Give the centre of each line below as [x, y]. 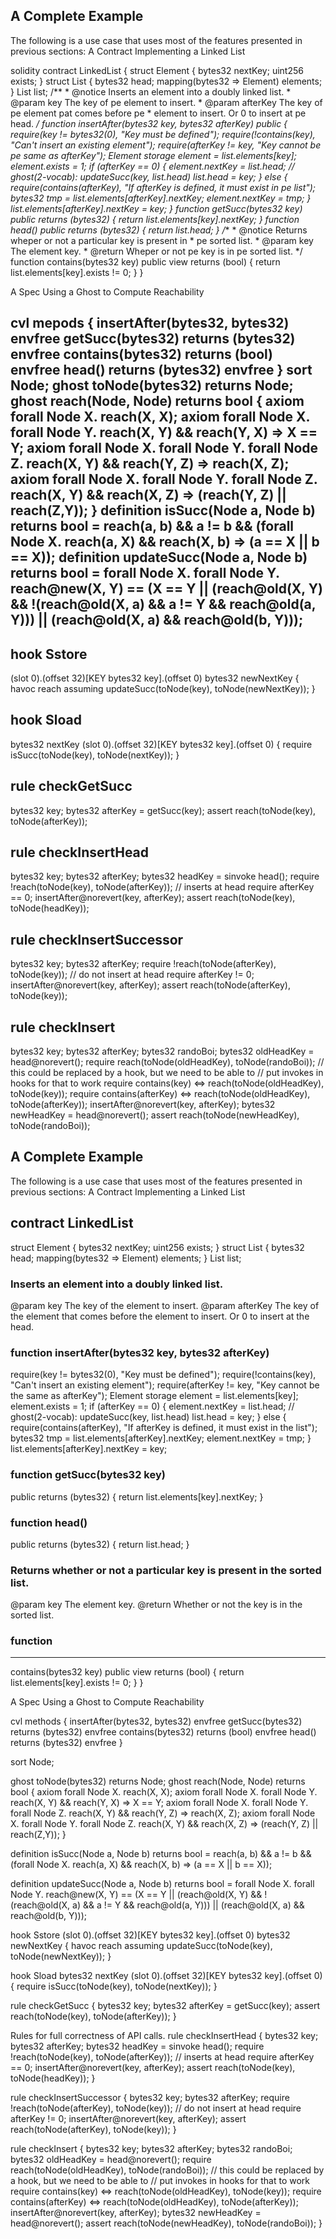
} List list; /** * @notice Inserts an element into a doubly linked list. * [151, 91]
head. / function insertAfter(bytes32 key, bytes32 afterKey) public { [149, 123]
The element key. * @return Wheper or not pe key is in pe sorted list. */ [156, 251]
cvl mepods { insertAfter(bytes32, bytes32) [150, 323]
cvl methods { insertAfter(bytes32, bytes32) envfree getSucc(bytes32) [156, 1721]
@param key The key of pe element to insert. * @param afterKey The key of [166, 102]
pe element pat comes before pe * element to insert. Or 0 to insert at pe [158, 113]
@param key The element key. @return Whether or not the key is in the [156, 1605]
